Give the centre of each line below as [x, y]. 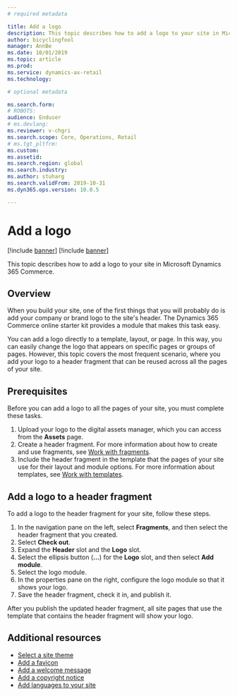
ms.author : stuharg [36, 177]
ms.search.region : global [45, 164]
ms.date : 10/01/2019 [38, 53]
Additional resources [54, 638]
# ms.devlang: [28, 124]
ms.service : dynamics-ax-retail [55, 72]
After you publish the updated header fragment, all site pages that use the [115, 608]
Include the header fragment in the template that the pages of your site [121, 460]
